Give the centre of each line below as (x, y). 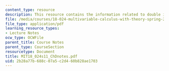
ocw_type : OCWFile (24, 38)
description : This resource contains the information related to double (83, 14)
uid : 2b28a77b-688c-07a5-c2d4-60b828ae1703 (52, 61)
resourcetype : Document (30, 51)
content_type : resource (30, 10)
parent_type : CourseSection (35, 47)
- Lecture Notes (22, 33)
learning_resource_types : (32, 28)
